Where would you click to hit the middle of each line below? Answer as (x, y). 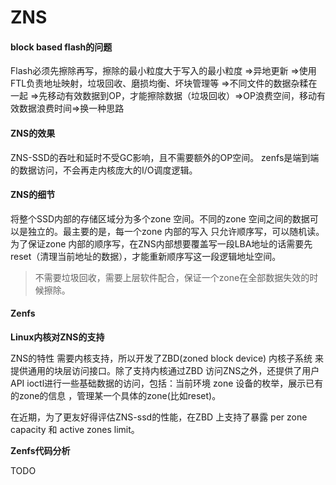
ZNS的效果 (33, 133)
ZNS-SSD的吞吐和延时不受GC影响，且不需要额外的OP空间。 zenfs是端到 (160, 157)
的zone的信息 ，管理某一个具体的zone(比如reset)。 (116, 395)
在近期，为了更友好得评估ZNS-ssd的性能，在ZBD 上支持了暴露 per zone (159, 417)
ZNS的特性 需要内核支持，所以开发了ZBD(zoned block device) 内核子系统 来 (167, 358)
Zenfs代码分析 (40, 450)
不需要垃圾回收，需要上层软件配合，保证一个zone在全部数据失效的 (172, 277)
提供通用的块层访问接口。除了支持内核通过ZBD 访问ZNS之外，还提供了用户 (165, 370)
